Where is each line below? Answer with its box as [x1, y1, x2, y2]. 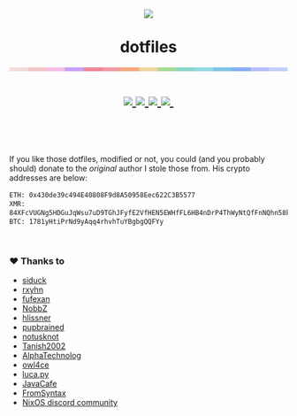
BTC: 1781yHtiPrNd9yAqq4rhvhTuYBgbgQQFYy [9, 217, 164, 226]
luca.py [21, 369, 49, 380]
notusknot [21, 331, 59, 343]
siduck [21, 275, 47, 286]
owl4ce [21, 359, 49, 370]
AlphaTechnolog [21, 351, 82, 361]
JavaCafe [21, 379, 57, 389]
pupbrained [21, 322, 65, 333]
